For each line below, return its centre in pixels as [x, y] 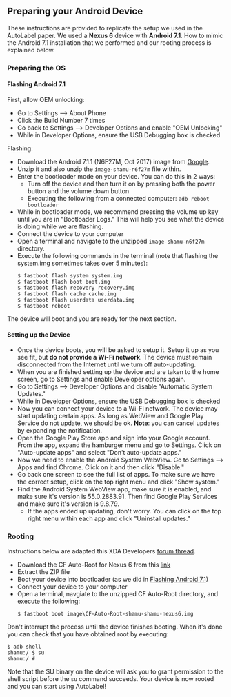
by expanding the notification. [59, 431]
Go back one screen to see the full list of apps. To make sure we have [116, 475]
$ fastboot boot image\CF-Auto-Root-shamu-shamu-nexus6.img [105, 614]
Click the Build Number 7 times [61, 120]
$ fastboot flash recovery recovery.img [76, 288]
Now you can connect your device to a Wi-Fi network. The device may [117, 409]
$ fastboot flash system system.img [70, 275]
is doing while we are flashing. [60, 226]
